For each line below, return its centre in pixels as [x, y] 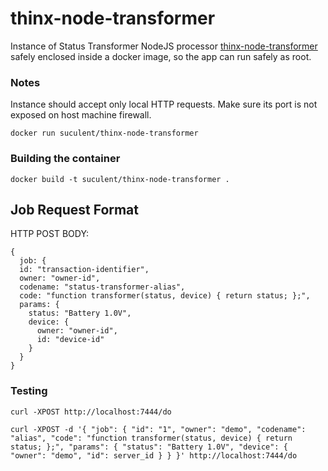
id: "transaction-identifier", [84, 270]
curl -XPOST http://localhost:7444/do [91, 412]
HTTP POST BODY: [50, 234]
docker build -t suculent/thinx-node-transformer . [120, 179]
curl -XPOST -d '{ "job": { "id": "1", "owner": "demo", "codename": [158, 429]
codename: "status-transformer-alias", [102, 287]
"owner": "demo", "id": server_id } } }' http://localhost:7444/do [154, 455]
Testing [29, 391]
